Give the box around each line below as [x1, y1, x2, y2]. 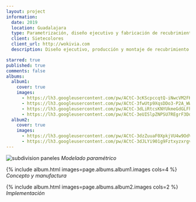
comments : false [6, 68, 45, 74]
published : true [6, 62, 45, 68]
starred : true [6, 57, 41, 63]
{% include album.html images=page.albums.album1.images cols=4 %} [6, 166, 177, 173]
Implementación [6, 189, 45, 196]
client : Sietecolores [11, 36, 64, 41]
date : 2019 [11, 19, 38, 25]
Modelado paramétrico [61, 154, 117, 161]
